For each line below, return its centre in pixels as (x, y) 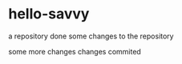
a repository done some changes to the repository (91, 36)
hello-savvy (49, 14)
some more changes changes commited (75, 51)
